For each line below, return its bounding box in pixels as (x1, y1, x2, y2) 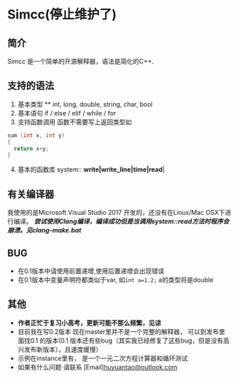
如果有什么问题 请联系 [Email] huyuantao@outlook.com (17, 362, 178, 371)
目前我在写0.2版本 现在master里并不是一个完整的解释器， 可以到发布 (17, 327, 220, 335)
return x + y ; (13, 145, 50, 152)
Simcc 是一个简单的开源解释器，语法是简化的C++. (7, 57, 154, 65)
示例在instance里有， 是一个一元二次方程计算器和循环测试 (17, 354, 188, 362)
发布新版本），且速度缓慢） (23, 345, 102, 353)
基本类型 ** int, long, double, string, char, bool (17, 100, 153, 109)
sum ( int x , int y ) (7, 132, 65, 139)
